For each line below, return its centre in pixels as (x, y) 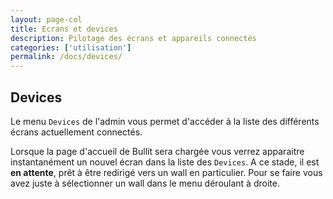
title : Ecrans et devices (64, 29)
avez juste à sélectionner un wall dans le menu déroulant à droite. (145, 183)
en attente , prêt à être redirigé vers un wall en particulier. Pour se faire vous (166, 172)
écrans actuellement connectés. (76, 132)
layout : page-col (46, 19)
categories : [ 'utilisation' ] (71, 47)
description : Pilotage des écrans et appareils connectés (133, 38)
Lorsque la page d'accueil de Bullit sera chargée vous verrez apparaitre (157, 151)
